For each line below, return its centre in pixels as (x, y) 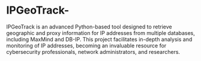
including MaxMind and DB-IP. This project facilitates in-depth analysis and (99, 39)
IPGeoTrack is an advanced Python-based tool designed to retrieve (89, 27)
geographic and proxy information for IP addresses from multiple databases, (100, 33)
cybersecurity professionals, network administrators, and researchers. (93, 52)
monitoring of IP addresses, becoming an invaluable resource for (86, 46)
